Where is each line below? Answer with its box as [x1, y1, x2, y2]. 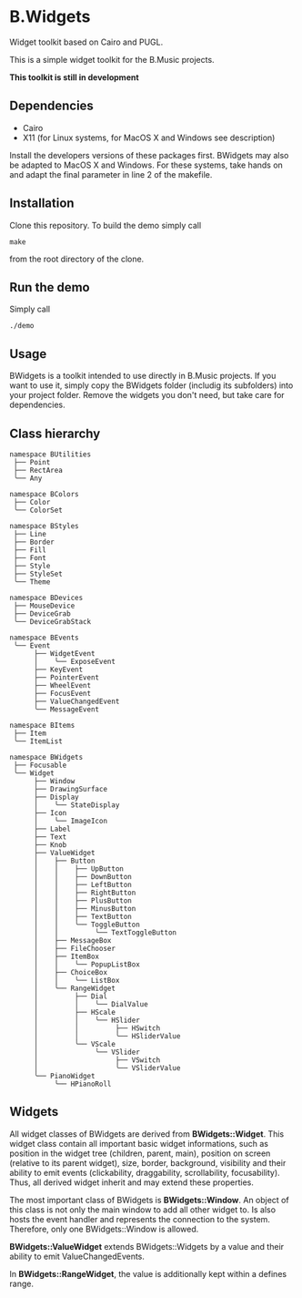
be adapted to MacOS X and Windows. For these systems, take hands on [9, 159, 284, 170]
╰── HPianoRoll [54, 1079, 112, 1088]
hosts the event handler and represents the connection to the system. [9, 1213, 271, 1224]
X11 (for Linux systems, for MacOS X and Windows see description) [22, 132, 276, 143]
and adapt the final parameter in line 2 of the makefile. [9, 169, 213, 179]
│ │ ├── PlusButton [33, 896, 132, 905]
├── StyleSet [13, 569, 64, 578]
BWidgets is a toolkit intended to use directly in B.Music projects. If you [9, 371, 277, 382]
